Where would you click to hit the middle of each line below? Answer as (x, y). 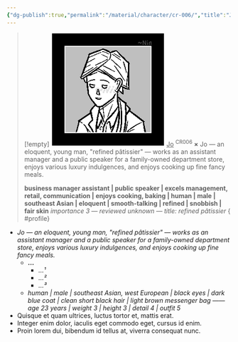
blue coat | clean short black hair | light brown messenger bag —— (126, 300)
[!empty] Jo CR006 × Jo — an (124, 143)
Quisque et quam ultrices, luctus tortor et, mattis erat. (95, 315)
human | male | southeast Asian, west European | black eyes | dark (126, 293)
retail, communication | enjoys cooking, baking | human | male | (120, 195)
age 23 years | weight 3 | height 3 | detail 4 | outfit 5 (104, 308)
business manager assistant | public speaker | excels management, (126, 188)
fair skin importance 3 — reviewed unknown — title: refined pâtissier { (127, 211)
